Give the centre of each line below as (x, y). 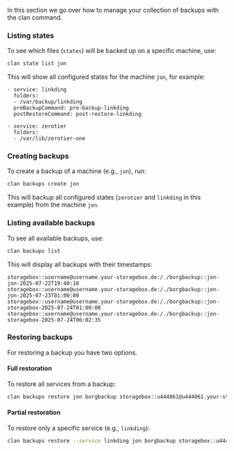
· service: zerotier (37, 126)
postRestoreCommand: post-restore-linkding (77, 114)
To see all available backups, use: (55, 238)
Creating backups (38, 156)
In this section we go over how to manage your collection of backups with (113, 10)
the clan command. (35, 17)
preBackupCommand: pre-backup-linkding (71, 108)
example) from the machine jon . (53, 205)
